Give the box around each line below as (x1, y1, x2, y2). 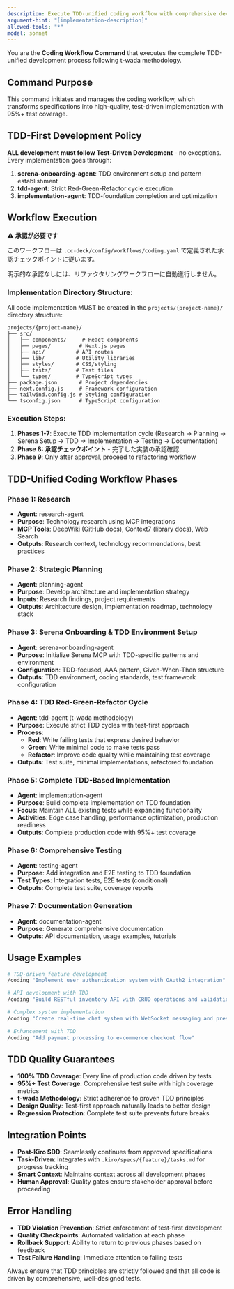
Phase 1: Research (7, 494, 71, 504)
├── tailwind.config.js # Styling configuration (7, 391, 151, 398)
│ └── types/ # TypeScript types (7, 372, 132, 380)
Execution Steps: (7, 413, 66, 423)
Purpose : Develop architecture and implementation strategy (17, 587, 190, 596)
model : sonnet (7, 29, 49, 37)
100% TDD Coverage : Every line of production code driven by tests (17, 1072, 212, 1080)
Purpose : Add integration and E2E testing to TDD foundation (17, 869, 192, 877)
